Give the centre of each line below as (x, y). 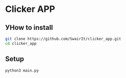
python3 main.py (22, 71)
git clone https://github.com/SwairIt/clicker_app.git (63, 39)
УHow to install (29, 28)
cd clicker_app (21, 43)
